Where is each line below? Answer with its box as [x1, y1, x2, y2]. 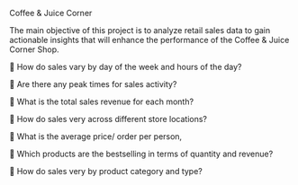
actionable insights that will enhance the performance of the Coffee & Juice [9, 35, 290, 45]
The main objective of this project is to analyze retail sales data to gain [9, 25, 271, 35]
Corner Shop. [9, 44, 60, 55]
